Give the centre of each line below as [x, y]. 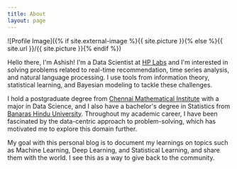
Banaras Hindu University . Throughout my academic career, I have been [112, 114]
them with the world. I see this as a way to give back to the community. [111, 158]
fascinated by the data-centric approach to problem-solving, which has [112, 121]
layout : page [27, 21]
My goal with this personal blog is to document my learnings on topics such [118, 142]
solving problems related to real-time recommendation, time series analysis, [118, 70]
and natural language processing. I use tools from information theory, [109, 77]
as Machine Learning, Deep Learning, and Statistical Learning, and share [114, 150]
